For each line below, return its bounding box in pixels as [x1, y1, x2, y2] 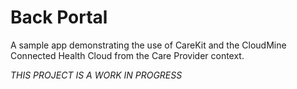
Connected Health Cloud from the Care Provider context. [10, 49, 245, 61]
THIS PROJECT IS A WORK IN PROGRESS [10, 69, 183, 81]
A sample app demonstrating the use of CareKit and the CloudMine [10, 39, 287, 51]
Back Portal [10, 6, 108, 29]
